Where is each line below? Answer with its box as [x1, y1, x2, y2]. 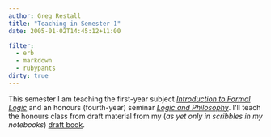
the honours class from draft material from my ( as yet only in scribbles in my [8, 111, 263, 121]
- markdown [15, 57, 53, 65]
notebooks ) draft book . [8, 119, 85, 130]
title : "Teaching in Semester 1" [8, 19, 121, 28]
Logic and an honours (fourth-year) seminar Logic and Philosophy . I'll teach [8, 102, 261, 112]
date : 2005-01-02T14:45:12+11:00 [8, 27, 121, 35]
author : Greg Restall [8, 11, 82, 20]
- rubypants [15, 64, 57, 73]
